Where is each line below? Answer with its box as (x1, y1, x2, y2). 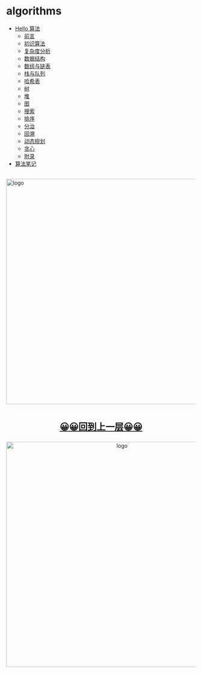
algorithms (6, 4, 62, 18)
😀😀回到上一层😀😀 (59, 421, 143, 433)
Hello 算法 (14, 25, 40, 32)
